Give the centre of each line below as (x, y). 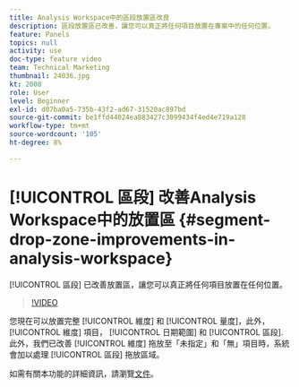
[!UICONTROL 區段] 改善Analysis (133, 197)
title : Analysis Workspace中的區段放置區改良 (90, 17)
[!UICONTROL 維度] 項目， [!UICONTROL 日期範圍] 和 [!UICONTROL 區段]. (146, 331)
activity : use (36, 51)
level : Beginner (39, 101)
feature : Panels (39, 34)
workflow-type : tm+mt (50, 126)
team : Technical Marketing (60, 68)
